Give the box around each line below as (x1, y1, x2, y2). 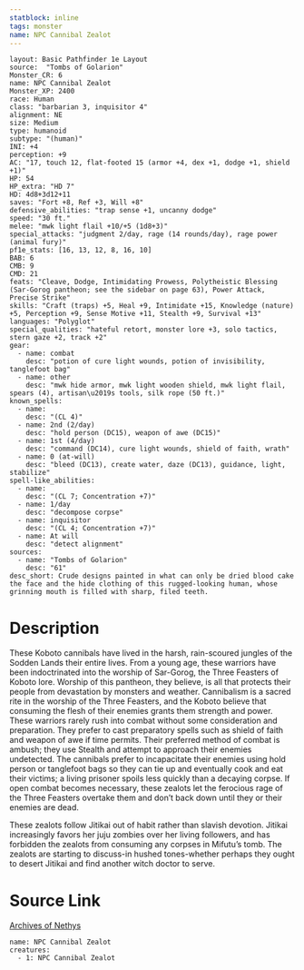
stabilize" (9, 469, 51, 478)
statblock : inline (9, 13, 79, 23)
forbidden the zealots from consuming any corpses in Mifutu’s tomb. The (9, 839, 283, 850)
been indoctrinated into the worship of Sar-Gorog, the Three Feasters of (9, 667, 279, 678)
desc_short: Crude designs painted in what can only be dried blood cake (9, 571, 295, 581)
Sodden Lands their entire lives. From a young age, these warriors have (9, 658, 277, 668)
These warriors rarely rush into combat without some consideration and (9, 715, 279, 727)
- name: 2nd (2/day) (17, 421, 95, 430)
